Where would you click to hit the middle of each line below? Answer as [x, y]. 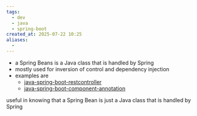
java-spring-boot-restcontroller [63, 82]
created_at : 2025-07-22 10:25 [44, 34]
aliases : [17, 40]
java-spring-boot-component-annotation [74, 88]
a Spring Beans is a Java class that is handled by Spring [84, 63]
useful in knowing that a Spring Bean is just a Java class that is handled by [99, 100]
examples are [32, 76]
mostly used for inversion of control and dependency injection [92, 69]
